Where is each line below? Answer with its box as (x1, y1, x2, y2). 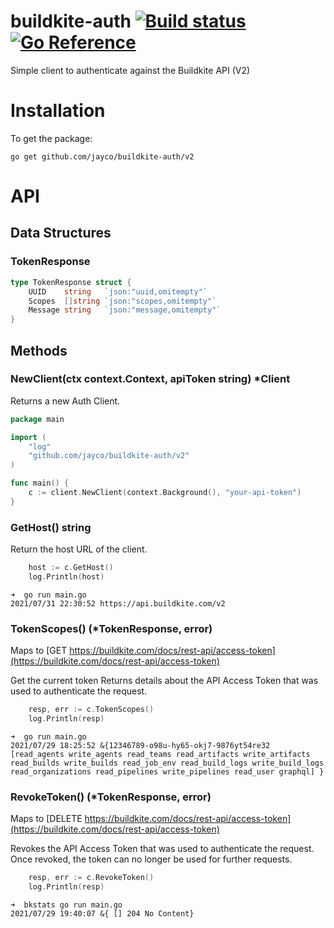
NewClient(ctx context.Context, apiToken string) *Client (10, 372, 291, 386)
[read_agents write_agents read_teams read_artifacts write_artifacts (10, 749, 311, 759)
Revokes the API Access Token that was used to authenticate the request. (10, 843, 315, 855)
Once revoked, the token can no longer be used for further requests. (10, 853, 293, 865)
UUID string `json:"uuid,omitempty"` (28, 286, 208, 297)
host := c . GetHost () (28, 563, 114, 573)
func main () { (10, 478, 70, 489)
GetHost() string (10, 520, 92, 534)
